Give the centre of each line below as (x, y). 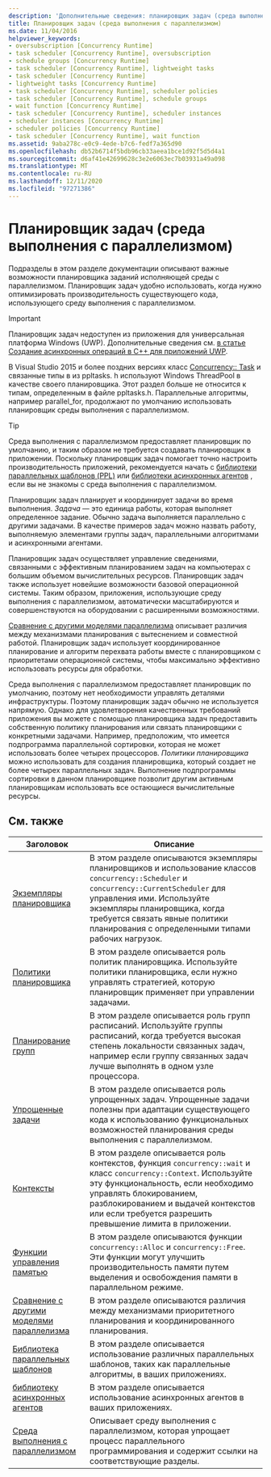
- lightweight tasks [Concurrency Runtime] (83, 83)
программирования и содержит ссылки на (174, 1450)
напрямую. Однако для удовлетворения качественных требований (124, 710)
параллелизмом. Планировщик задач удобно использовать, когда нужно (135, 285)
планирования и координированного (163, 1320)
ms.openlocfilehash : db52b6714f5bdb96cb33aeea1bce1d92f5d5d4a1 (117, 151)
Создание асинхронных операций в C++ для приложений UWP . (118, 351)
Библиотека (35, 1348)
